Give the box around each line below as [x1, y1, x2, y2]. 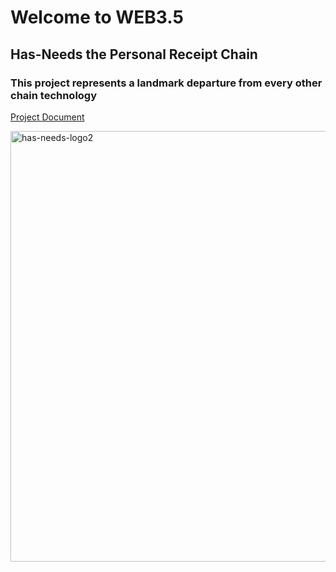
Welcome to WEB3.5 [10, 6, 184, 29]
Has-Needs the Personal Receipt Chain [10, 46, 258, 63]
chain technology [10, 88, 98, 102]
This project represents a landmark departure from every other [10, 76, 323, 90]
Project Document [10, 111, 85, 123]
